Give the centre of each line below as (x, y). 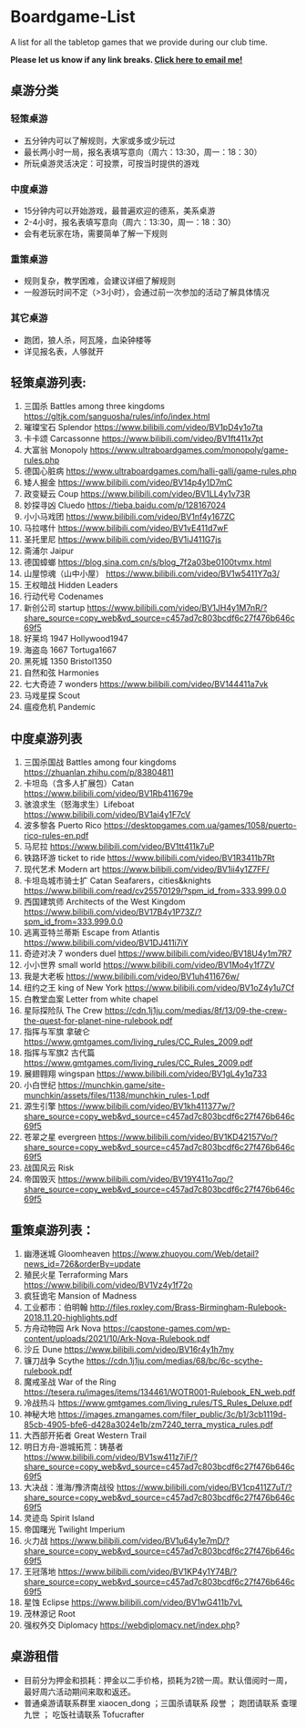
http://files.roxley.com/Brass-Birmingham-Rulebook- (189, 1307)
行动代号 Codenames (63, 597)
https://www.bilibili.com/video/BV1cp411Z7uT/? (204, 1486)
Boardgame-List (73, 17)
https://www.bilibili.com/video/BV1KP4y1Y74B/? (148, 1571)
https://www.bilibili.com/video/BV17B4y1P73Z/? (112, 912)
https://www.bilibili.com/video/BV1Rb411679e (108, 794)
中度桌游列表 (46, 739)
